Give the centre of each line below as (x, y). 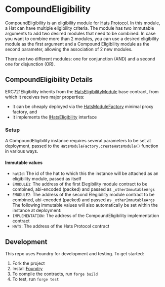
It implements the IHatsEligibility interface (55, 117)
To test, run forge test (36, 279)
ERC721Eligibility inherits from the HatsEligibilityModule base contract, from (82, 91)
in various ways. (22, 151)
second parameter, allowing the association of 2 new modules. (69, 49)
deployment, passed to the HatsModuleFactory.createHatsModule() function (82, 146)
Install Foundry (27, 269)
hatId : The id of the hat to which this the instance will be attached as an (85, 173)
